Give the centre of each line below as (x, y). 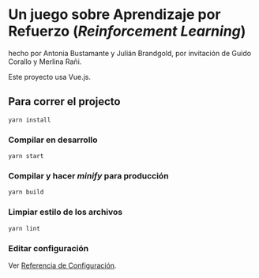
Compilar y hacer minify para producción (88, 175)
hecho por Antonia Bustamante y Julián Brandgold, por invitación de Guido (129, 53)
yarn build (26, 192)
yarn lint (24, 228)
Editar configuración (49, 248)
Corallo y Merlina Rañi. (45, 62)
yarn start (26, 156)
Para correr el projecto (64, 101)
